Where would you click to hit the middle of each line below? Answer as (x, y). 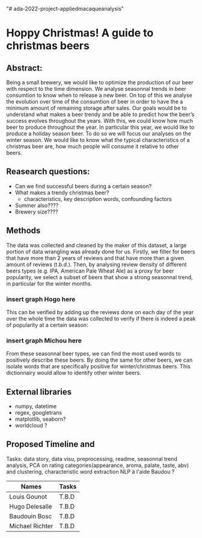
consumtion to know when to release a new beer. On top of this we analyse (99, 95)
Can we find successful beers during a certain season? (83, 186)
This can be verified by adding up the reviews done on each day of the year (100, 312)
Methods (23, 231)
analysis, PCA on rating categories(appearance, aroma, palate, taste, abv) (98, 465)
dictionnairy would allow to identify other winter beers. (74, 373)
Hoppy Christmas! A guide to (80, 33)
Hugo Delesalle (31, 506)
